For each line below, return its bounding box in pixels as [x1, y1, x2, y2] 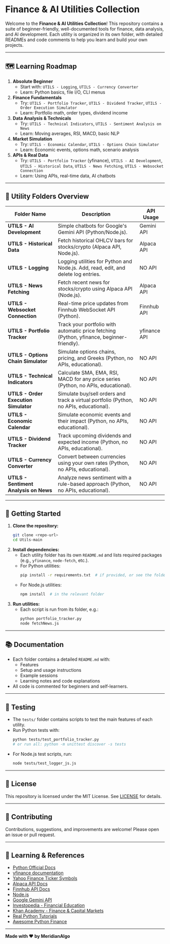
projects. [5, 42, 24, 48]
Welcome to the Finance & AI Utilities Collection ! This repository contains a [5, 20, 163, 26]
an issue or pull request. [5, 832, 56, 838]
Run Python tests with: [12, 727, 60, 733]
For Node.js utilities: [20, 582, 62, 588]
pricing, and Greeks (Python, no [58, 355, 134, 362]
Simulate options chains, [58, 348, 116, 355]
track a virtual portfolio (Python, [58, 396, 133, 403]
